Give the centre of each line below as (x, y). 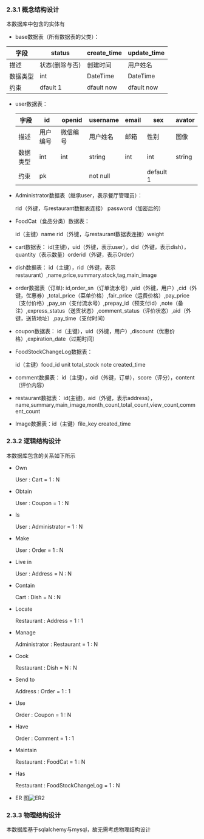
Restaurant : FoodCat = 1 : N (50, 762)
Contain (25, 585)
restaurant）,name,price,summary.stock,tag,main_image (86, 275)
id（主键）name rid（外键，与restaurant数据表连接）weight (90, 234)
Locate (24, 609)
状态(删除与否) (60, 65)
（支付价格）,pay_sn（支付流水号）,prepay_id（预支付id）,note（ (97, 303)
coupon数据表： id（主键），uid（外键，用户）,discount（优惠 (92, 331)
